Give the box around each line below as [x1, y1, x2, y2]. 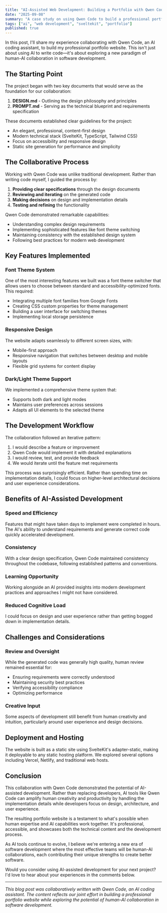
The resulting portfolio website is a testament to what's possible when [5, 815, 149, 821]
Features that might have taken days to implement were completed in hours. [5, 521, 161, 527]
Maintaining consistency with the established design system [12, 232, 136, 238]
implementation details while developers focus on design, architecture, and [5, 801, 159, 807]
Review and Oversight [5, 648, 60, 655]
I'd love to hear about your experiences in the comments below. [5, 872, 136, 878]
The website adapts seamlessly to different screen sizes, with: [5, 337, 133, 343]
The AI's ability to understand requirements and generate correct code [5, 526, 150, 532]
